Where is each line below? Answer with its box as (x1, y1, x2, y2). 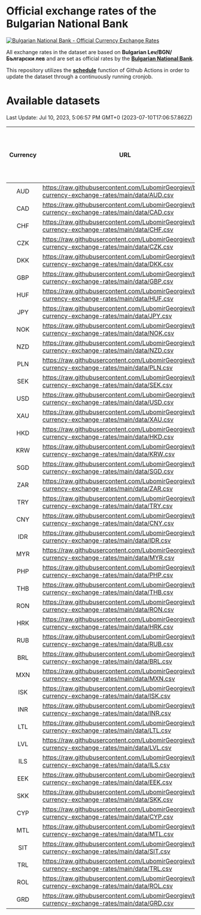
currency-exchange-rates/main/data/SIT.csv (42, 847, 170, 856)
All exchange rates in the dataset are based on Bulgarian (6, 48, 147, 55)
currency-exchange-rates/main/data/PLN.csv (42, 363, 173, 372)
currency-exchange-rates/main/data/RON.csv (42, 605, 175, 613)
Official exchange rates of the (6, 4, 157, 18)
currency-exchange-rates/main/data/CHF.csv (42, 225, 173, 234)
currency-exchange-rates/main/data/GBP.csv (42, 277, 173, 285)
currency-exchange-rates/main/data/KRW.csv (42, 449, 175, 458)
